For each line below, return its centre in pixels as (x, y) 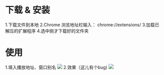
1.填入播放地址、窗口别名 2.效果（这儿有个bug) (56, 67)
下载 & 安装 (28, 10)
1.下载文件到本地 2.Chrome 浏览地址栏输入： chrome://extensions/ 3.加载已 (82, 25)
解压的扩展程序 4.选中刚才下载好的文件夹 (47, 31)
